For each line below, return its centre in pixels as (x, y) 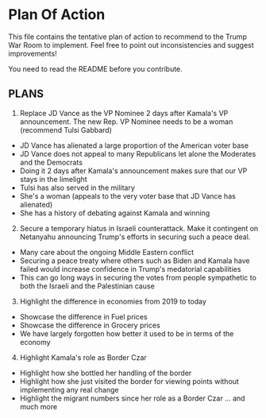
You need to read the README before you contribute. (95, 68)
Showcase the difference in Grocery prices (90, 325)
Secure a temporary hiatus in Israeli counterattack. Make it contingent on (139, 228)
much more (39, 406)
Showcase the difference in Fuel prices (84, 316)
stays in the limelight (53, 179)
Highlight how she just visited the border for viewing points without (129, 381)
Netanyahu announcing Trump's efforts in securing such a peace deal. (135, 237)
